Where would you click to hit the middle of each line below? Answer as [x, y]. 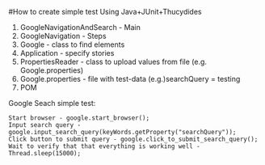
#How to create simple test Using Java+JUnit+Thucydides [105, 12]
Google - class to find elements [72, 44]
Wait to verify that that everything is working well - [104, 146]
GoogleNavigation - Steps [63, 36]
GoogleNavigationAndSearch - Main [80, 27]
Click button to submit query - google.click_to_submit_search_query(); [133, 139]
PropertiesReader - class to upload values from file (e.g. [114, 61]
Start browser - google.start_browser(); [79, 118]
